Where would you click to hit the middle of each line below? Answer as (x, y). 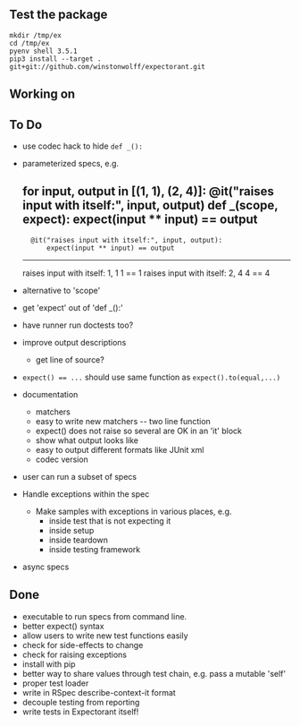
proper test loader (55, 683)
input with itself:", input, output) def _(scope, (150, 205)
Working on (42, 94)
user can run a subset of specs (79, 476)
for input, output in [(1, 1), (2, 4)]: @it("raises (148, 192)
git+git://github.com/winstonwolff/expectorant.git (107, 66)
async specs (46, 567)
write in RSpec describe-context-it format (99, 692)
